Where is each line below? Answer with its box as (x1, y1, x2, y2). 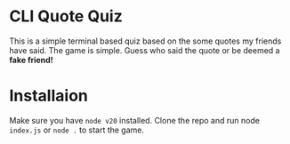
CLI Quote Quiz (9, 6, 123, 27)
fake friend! (9, 54, 53, 65)
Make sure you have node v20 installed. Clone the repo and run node (9, 115, 261, 125)
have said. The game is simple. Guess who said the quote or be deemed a (9, 44, 280, 55)
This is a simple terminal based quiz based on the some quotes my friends (9, 36, 282, 46)
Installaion (9, 86, 89, 106)
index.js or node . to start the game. (9, 124, 145, 135)
